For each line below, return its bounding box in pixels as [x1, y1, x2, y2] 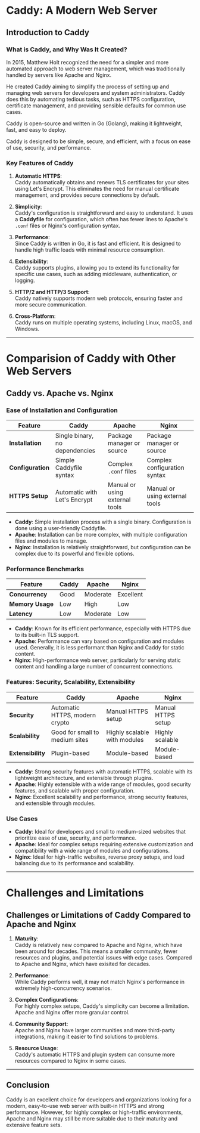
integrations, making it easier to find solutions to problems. [14, 1033, 160, 1040]
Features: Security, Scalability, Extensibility [6, 678, 135, 686]
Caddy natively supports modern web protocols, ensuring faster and [14, 295, 183, 302]
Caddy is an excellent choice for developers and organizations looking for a [6, 1095, 192, 1103]
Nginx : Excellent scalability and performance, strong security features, [14, 793, 189, 800]
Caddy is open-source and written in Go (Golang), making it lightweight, [6, 120, 183, 127]
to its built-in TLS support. [14, 631, 79, 639]
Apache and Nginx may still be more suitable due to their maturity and [6, 1115, 178, 1122]
